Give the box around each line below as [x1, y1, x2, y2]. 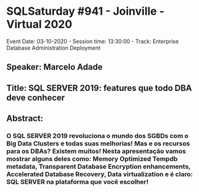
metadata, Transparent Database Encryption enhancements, [6, 163, 191, 171]
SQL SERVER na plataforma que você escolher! [6, 178, 149, 186]
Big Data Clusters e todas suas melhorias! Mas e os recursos [6, 139, 190, 148]
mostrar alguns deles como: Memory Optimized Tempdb [6, 155, 178, 163]
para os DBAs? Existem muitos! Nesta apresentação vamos [6, 147, 186, 156]
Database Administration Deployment [6, 44, 101, 52]
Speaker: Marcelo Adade [6, 62, 103, 72]
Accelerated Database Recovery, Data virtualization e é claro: [6, 170, 193, 179]
